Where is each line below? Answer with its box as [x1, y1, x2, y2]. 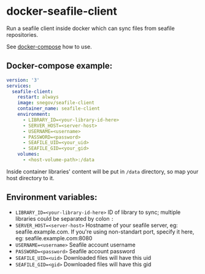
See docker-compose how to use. [6, 43, 92, 50]
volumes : [17, 151, 40, 158]
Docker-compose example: [6, 61, 113, 71]
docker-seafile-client [6, 4, 118, 18]
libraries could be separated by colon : [15, 215, 114, 222]
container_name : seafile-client [17, 105, 100, 112]
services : [6, 83, 32, 89]
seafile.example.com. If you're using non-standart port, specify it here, [15, 228, 195, 235]
